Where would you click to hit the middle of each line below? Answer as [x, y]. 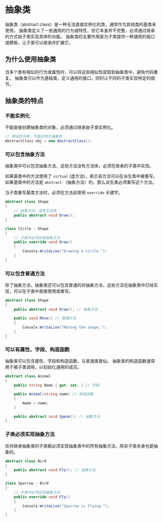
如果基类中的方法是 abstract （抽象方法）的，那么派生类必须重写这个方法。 [81, 182]
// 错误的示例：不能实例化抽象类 [33, 136]
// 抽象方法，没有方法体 [35, 211]
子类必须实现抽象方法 [30, 434]
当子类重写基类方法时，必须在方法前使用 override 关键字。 [64, 193]
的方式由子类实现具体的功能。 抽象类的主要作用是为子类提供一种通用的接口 [80, 36]
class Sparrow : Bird [27, 484]
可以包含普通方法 [25, 273]
